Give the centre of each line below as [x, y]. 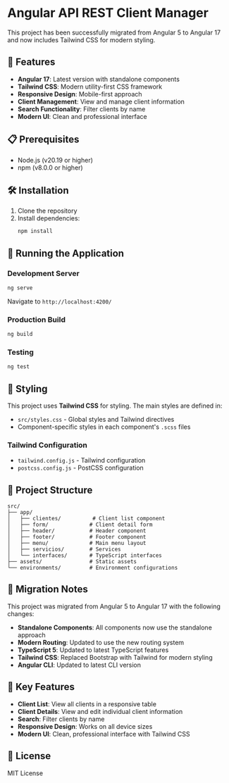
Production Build [36, 320]
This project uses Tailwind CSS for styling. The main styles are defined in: [115, 406]
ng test [19, 367]
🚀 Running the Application [66, 253]
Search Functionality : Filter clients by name [81, 109]
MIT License [25, 773]
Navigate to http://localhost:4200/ [60, 301]
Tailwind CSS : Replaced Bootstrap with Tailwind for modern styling [115, 657]
